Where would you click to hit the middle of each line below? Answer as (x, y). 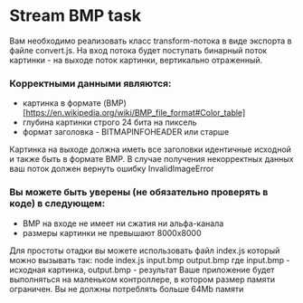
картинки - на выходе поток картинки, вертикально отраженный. (136, 60)
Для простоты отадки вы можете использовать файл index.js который (145, 251)
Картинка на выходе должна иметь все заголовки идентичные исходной (151, 149)
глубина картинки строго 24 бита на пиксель (109, 122)
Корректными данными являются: (90, 83)
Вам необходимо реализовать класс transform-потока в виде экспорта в (151, 41)
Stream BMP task (76, 16)
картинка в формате (62, 103)
